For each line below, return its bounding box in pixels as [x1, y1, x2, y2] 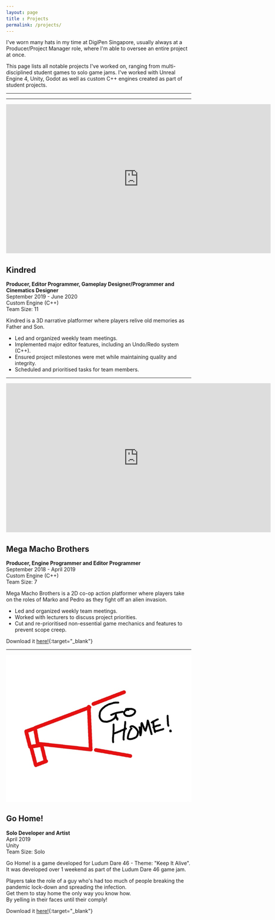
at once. [6, 51, 26, 58]
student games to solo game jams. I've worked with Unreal [33, 69, 176, 76]
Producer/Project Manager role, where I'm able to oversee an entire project [6, 45, 188, 52]
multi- [161, 62, 176, 70]
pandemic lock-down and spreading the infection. [6, 883, 127, 891]
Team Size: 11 [6, 306, 39, 313]
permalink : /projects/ [6, 22, 62, 28]
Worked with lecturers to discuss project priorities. [14, 614, 137, 621]
